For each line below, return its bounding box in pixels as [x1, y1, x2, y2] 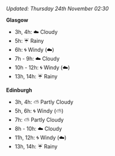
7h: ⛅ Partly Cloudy [14, 116, 64, 123]
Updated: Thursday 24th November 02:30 [6, 5, 109, 12]
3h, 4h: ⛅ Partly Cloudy [14, 98, 74, 106]
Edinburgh [6, 87, 32, 94]
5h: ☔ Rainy [14, 37, 44, 44]
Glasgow [6, 17, 28, 23]
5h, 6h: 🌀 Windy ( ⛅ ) [14, 107, 64, 114]
